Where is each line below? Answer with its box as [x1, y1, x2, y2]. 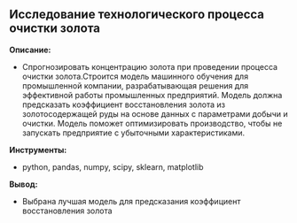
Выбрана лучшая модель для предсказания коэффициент [21, 196, 241, 206]
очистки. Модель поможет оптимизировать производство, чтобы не [21, 118, 283, 128]
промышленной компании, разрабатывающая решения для [21, 80, 249, 91]
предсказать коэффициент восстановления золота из [21, 99, 226, 110]
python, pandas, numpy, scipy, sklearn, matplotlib [21, 161, 204, 172]
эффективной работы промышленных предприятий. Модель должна [21, 89, 283, 100]
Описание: [9, 44, 51, 55]
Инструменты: [9, 144, 67, 155]
